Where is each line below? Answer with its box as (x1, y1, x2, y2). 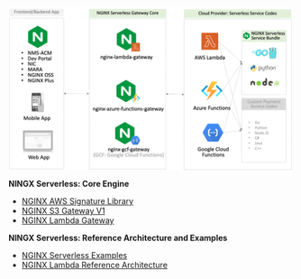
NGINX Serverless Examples (21, 249, 128, 260)
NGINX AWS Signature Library (21, 195, 134, 206)
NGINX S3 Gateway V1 (21, 205, 105, 216)
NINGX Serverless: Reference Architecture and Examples (8, 232, 228, 243)
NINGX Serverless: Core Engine (8, 178, 130, 189)
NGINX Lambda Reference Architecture (21, 259, 169, 270)
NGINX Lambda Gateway (21, 215, 114, 226)
